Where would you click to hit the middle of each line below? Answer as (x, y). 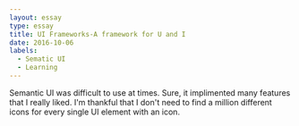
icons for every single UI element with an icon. (95, 112)
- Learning (38, 68)
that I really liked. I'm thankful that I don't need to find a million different (141, 102)
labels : (24, 51)
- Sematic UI (42, 59)
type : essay (31, 26)
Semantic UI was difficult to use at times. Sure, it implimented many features (150, 92)
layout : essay (36, 17)
